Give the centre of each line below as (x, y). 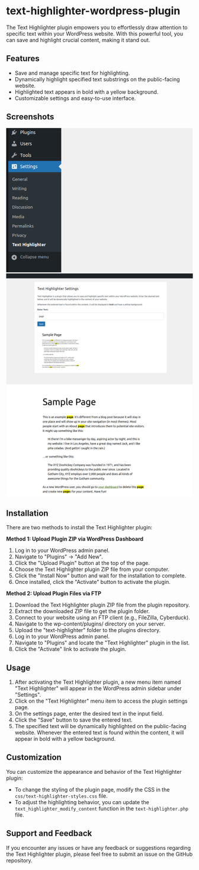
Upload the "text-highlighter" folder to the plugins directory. (88, 630)
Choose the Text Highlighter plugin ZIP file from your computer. (92, 569)
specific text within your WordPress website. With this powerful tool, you (95, 33)
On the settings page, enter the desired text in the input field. (89, 714)
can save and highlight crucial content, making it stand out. (78, 40)
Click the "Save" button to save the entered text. (74, 720)
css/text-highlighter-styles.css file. (61, 796)
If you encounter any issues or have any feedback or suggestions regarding (99, 847)
